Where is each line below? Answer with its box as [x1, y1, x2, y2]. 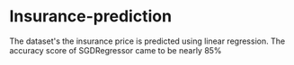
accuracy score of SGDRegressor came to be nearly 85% [9, 45, 222, 55]
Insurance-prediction [9, 6, 173, 27]
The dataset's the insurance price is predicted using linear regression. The [9, 36, 286, 46]
